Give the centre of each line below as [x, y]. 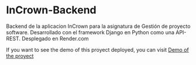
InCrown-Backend [51, 10]
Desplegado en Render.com [55, 38]
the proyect [20, 56]
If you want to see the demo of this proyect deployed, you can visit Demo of [97, 49]
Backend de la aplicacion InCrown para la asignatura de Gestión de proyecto [98, 26]
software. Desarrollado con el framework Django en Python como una [90, 32]
